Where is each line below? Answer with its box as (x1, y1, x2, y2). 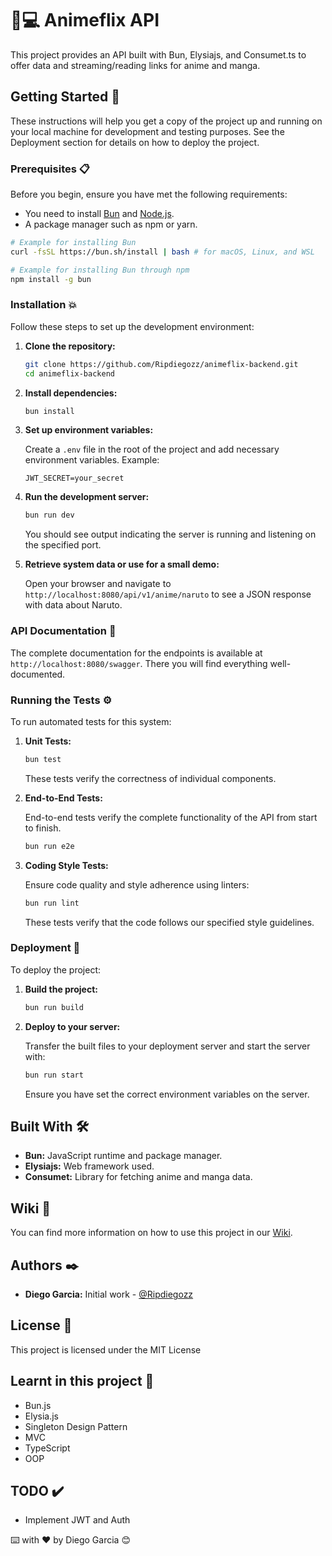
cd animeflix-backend (24, 368, 115, 379)
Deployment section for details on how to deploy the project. (10, 136, 260, 148)
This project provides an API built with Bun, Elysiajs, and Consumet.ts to (10, 48, 307, 61)
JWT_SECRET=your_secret (24, 473, 125, 484)
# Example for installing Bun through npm (10, 265, 190, 275)
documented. (10, 668, 66, 680)
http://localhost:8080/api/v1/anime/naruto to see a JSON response (24, 588, 312, 601)
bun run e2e (24, 841, 75, 851)
